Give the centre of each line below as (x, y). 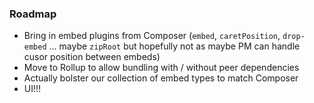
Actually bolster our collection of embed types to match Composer (161, 78)
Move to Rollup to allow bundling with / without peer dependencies (161, 68)
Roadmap (33, 14)
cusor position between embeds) (92, 57)
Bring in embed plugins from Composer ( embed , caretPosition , (152, 36)
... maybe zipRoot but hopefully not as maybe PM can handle (174, 46)
